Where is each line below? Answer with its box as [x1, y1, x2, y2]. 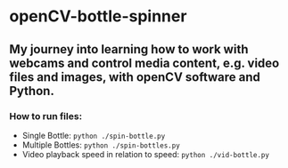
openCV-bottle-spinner [9, 6, 187, 27]
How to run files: [9, 109, 83, 122]
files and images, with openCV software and [9, 69, 261, 84]
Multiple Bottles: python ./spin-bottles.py [21, 140, 180, 150]
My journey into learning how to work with [9, 42, 249, 57]
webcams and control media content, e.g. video [9, 55, 280, 70]
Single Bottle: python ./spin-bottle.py [21, 130, 166, 140]
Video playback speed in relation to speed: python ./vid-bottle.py [21, 148, 270, 159]
